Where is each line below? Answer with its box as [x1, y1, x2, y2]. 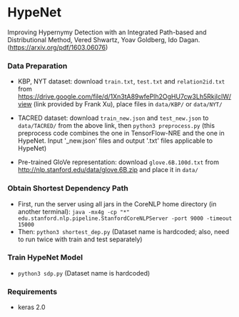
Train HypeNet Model [7, 253, 83, 263]
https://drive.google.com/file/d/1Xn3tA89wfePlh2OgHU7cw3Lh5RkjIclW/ [17, 92, 232, 101]
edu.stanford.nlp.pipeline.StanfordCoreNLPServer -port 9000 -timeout [17, 215, 233, 222]
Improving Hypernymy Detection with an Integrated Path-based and [7, 28, 207, 36]
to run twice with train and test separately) [17, 235, 143, 243]
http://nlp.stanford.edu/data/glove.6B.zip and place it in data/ [17, 166, 198, 174]
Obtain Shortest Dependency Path [7, 183, 128, 193]
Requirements [7, 286, 58, 296]
